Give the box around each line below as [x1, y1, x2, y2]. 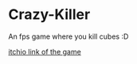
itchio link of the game [8, 47, 81, 56]
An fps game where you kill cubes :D [8, 32, 129, 41]
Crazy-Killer [8, 6, 91, 24]
